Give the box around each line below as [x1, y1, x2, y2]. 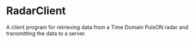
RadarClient [6, 4, 67, 18]
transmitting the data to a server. [6, 29, 86, 37]
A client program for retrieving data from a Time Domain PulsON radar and [6, 24, 189, 31]
